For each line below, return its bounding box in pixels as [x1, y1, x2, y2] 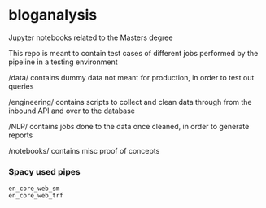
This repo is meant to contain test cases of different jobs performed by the [8, 48, 259, 58]
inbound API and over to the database [8, 106, 136, 115]
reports [8, 130, 33, 140]
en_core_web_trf [8, 192, 63, 200]
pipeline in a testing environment [8, 57, 118, 67]
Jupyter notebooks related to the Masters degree [8, 32, 173, 42]
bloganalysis [8, 6, 98, 24]
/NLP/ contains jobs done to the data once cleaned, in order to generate [8, 121, 250, 131]
